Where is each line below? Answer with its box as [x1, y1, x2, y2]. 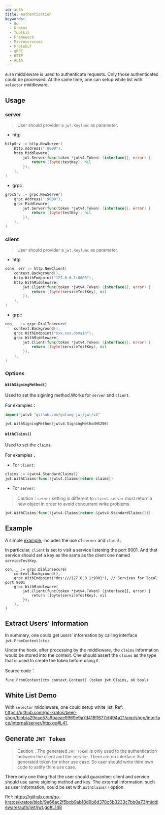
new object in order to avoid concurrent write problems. [17, 501, 131, 507]
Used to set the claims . [5, 442, 52, 448]
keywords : [5, 16, 26, 21]
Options [5, 370, 25, 377]
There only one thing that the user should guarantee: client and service [5, 773, 149, 779]
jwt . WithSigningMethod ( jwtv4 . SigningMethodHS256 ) [5, 421, 109, 426]
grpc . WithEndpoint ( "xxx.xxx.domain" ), [14, 331, 94, 336]
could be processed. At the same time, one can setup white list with [5, 77, 143, 83]
